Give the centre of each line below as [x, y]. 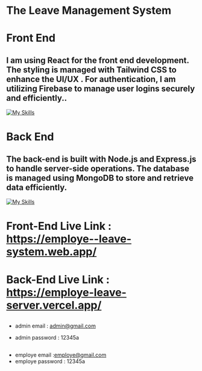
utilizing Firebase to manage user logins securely [101, 88]
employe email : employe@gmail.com [61, 355]
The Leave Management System [89, 11]
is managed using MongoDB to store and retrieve [100, 178]
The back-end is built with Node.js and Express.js [101, 159]
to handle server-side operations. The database [98, 169]
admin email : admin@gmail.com [55, 326]
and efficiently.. [37, 98]
